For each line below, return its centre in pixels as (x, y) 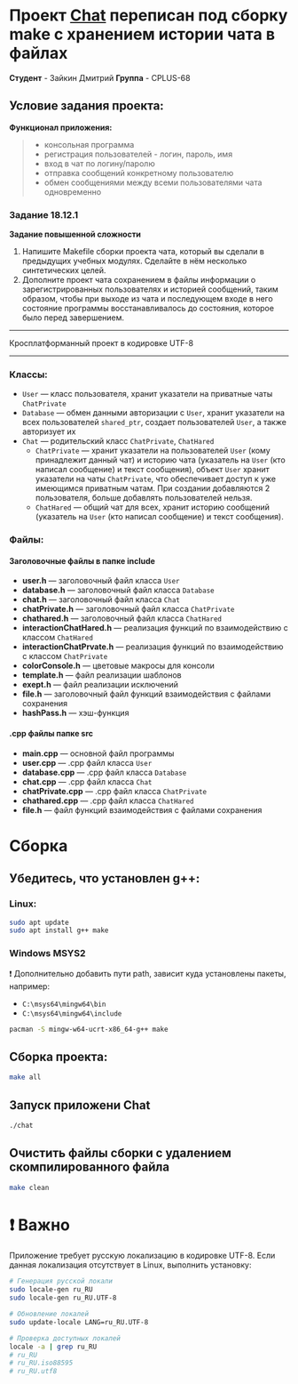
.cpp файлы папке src (51, 734)
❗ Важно (40, 1225)
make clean (29, 1187)
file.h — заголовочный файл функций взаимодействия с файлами (146, 694)
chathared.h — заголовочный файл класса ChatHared (122, 618)
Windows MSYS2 (47, 954)
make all (25, 1077)
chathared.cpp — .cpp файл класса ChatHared (108, 801)
